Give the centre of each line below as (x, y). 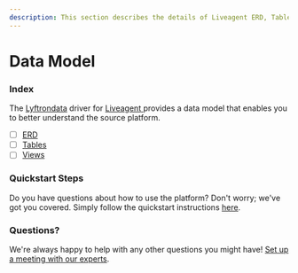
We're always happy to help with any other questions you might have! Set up (149, 249)
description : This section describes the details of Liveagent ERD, (138, 17)
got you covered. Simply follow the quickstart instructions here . (125, 207)
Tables (34, 145)
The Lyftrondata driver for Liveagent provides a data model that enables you (149, 108)
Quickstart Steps (47, 178)
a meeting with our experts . (59, 259)
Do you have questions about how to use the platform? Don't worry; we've (145, 198)
